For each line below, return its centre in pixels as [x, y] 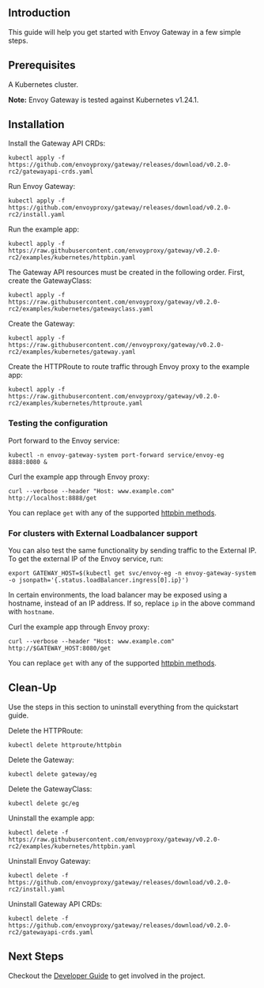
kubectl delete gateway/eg [53, 774]
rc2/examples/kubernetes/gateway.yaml [72, 352]
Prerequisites [42, 65]
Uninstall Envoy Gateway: [49, 861]
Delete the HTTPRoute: [45, 730]
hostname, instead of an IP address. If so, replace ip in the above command [132, 603]
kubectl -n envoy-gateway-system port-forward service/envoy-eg [116, 455]
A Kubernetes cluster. [43, 84]
